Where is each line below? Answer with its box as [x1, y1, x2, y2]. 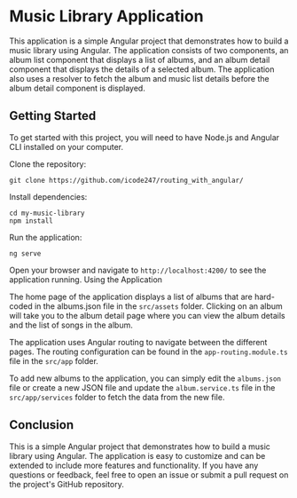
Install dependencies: [9, 191, 88, 202]
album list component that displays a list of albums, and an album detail [9, 54, 270, 65]
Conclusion [9, 417, 74, 432]
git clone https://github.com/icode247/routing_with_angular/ [9, 176, 244, 185]
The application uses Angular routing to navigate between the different [9, 336, 268, 347]
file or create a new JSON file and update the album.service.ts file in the [9, 382, 276, 392]
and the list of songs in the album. [9, 320, 133, 330]
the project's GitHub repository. [9, 478, 124, 489]
